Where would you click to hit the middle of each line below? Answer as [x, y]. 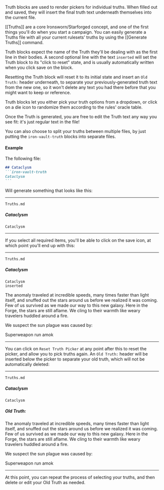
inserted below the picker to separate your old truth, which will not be [75, 359]
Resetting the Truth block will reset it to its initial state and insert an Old [76, 77]
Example [14, 148]
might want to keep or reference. [38, 93]
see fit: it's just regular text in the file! [42, 122]
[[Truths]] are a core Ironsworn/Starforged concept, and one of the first [77, 27]
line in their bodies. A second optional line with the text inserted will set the [81, 57]
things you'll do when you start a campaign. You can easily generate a [76, 32]
